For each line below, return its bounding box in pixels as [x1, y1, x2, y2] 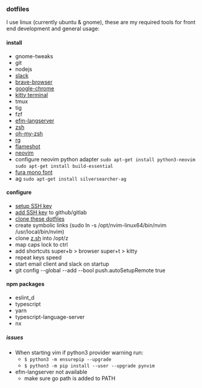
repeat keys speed [15, 253, 62, 261]
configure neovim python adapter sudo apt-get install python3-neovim [15, 155, 196, 162]
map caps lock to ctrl [15, 241, 68, 248]
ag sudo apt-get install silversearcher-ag [15, 175, 127, 182]
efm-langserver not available [15, 368, 88, 375]
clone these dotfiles [15, 215, 65, 222]
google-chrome [15, 84, 55, 92]
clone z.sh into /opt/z [15, 234, 69, 241]
